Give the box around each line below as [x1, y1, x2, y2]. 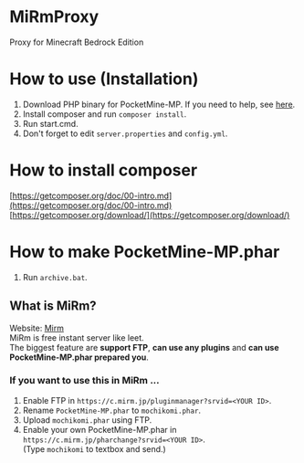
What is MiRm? [9, 299, 98, 314]
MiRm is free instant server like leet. [9, 331, 144, 343]
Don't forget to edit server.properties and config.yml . [22, 128, 228, 139]
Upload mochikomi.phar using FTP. [22, 414, 152, 426]
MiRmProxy [9, 6, 100, 27]
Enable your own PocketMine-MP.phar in [22, 424, 177, 435]
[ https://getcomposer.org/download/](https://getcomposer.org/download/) [9, 209, 290, 220]
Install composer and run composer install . [22, 108, 187, 120]
